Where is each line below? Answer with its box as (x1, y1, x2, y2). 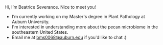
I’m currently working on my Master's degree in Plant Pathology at (11, 14, 145, 19)
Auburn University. (11, 19, 50, 24)
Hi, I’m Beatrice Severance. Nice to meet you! (4, 4, 96, 10)
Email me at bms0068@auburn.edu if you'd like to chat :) (11, 34, 127, 40)
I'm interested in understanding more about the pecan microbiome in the (11, 24, 158, 30)
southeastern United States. (11, 29, 69, 35)
